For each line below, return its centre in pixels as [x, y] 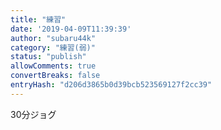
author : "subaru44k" [53, 38]
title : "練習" [38, 19]
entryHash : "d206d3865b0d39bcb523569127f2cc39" [111, 85]
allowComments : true [53, 66]
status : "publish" [48, 57]
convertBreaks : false [55, 76]
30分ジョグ [33, 114]
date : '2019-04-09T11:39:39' [71, 29]
